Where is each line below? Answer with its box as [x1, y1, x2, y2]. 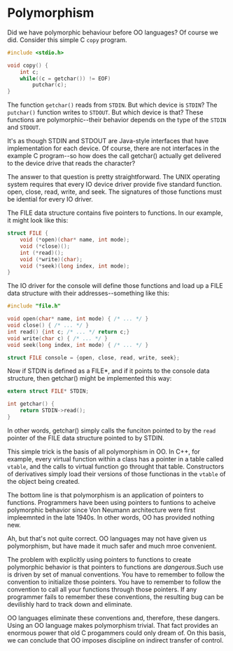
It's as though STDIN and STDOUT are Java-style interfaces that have [7, 137, 209, 145]
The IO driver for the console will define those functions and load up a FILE [7, 282, 223, 290]
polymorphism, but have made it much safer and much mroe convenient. [7, 541, 217, 550]
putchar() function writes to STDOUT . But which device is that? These [7, 108, 204, 117]
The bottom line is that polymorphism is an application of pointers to [7, 490, 204, 499]
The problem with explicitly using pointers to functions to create [7, 555, 192, 563]
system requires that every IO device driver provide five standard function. [7, 180, 223, 189]
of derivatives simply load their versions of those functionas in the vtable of [7, 469, 226, 478]
